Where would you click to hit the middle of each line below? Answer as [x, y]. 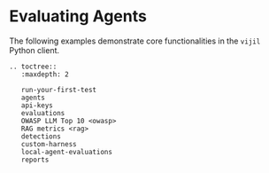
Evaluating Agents [78, 16]
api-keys [37, 105]
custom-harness [49, 144]
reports [35, 160]
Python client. [35, 50]
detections [41, 136]
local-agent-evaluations [67, 152]
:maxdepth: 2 [45, 74]
